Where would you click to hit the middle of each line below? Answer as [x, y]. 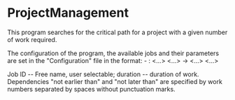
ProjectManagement [68, 13]
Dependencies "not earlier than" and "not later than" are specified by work [115, 81]
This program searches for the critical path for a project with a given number [117, 32]
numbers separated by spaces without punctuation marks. [92, 89]
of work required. [32, 39]
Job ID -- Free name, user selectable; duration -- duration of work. [103, 74]
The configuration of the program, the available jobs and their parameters [113, 53]
